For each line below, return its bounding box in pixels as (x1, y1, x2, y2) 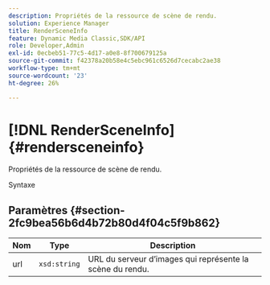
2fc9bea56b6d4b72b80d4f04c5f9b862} (8, 216, 221, 229)
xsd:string (39, 259, 80, 269)
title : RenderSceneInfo (8, 27, 88, 35)
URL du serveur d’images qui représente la (88, 254, 249, 265)
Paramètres (8, 203, 68, 217)
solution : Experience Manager (8, 19, 110, 27)
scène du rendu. (88, 263, 150, 275)
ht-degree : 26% (8, 79, 59, 87)
